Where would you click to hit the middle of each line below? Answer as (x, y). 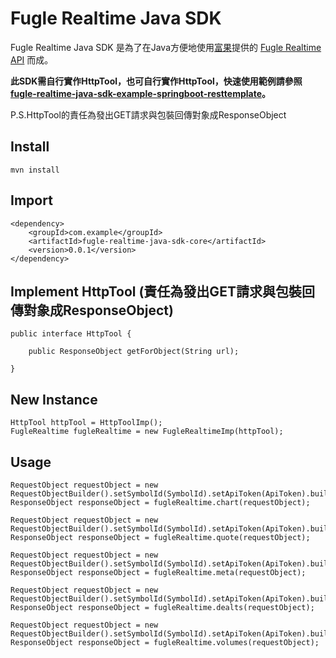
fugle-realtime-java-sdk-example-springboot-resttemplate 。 (141, 93)
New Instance (54, 399)
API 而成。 (32, 59)
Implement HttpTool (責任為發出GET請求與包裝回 (162, 291)
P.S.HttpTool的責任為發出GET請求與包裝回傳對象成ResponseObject (148, 114)
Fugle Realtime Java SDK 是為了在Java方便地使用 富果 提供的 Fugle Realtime (166, 47)
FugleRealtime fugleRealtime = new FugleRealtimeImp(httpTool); (147, 432)
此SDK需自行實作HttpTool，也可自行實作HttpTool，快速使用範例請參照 (156, 81)
